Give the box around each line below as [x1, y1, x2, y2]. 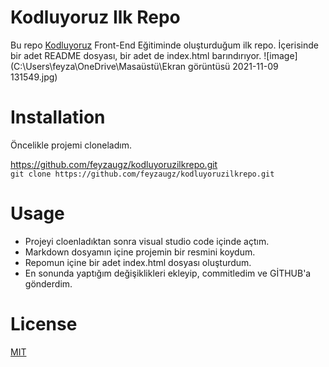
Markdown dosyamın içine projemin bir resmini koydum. [24, 246, 256, 258]
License [10, 313, 78, 335]
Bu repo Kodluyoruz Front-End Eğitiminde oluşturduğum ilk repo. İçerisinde [10, 39, 319, 51]
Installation [10, 106, 106, 129]
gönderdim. [24, 277, 73, 290]
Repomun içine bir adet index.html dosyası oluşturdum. [24, 256, 252, 268]
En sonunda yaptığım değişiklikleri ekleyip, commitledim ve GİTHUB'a [24, 267, 312, 279]
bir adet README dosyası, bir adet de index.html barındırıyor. [10, 49, 262, 61]
